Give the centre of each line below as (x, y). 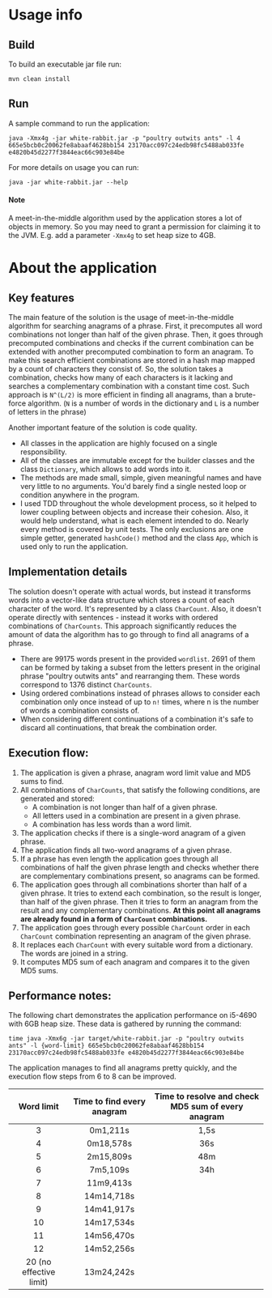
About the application (83, 268)
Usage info (46, 15)
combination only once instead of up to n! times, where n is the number (139, 701)
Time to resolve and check (207, 1096)
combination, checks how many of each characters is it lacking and (121, 377)
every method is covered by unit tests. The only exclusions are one (132, 530)
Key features (41, 298)
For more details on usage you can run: (74, 167)
